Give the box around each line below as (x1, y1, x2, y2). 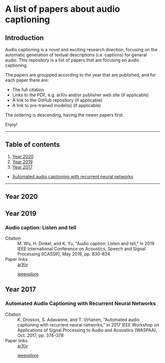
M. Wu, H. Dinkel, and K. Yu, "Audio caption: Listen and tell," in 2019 (17, 240, 155, 246)
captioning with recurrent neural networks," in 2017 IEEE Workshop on (17, 322, 160, 327)
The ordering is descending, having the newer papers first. (5, 112, 124, 118)
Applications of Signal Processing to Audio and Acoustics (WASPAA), (17, 327, 157, 333)
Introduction (5, 34, 44, 42)
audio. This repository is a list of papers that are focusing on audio (5, 57, 139, 63)
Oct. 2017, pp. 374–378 (17, 332, 64, 338)
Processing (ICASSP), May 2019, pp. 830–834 (17, 251, 110, 257)
